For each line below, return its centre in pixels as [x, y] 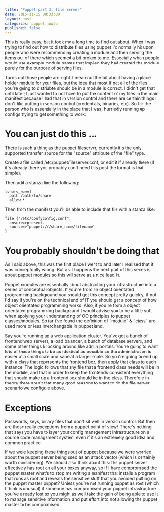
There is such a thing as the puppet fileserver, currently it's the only [73, 148]
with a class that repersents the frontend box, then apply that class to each [81, 362]
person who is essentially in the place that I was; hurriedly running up [75, 109]
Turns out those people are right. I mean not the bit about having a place [78, 78]
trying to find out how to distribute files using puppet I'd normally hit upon [80, 47]
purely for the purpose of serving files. [44, 68]
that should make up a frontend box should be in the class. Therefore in [77, 378]
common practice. [23, 442]
